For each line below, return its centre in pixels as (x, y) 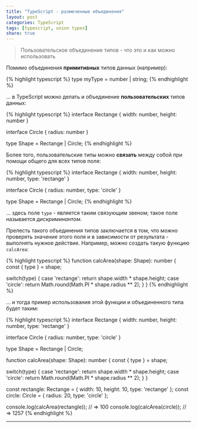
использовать (38, 56)
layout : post (22, 17)
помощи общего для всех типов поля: (53, 161)
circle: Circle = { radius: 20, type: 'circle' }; (57, 396)
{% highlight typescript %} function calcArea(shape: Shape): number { (91, 261)
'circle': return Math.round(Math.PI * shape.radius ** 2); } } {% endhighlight (97, 285)
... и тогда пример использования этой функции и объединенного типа (95, 302)
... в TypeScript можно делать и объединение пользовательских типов (96, 97)
